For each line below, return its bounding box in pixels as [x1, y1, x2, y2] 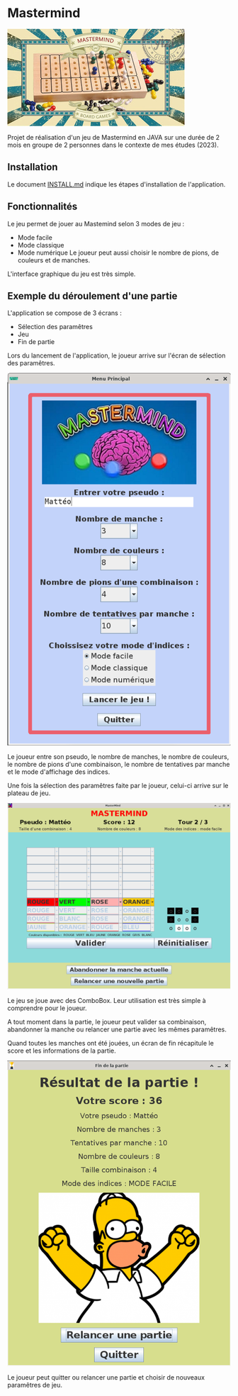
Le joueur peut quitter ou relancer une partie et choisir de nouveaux [7, 1373, 205, 1381]
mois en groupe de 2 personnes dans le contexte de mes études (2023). [7, 140, 219, 149]
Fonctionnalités [7, 201, 78, 213]
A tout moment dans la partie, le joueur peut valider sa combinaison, [7, 1018, 207, 1026]
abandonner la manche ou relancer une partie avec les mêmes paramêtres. [7, 1025, 227, 1034]
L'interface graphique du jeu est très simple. [7, 270, 136, 278]
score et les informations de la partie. [7, 1046, 116, 1055]
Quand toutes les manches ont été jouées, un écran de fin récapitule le [7, 1039, 214, 1048]
